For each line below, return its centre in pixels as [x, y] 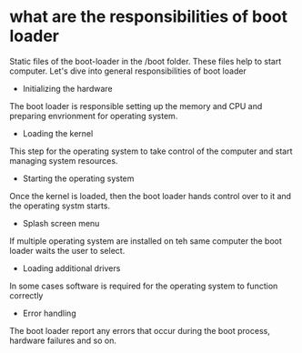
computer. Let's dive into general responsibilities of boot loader [128, 71]
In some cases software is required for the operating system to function [144, 286]
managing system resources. [64, 160]
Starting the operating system [78, 178]
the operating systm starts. [60, 206]
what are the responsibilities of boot [149, 17]
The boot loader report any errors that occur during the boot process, [140, 330]
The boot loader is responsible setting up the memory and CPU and [136, 106]
